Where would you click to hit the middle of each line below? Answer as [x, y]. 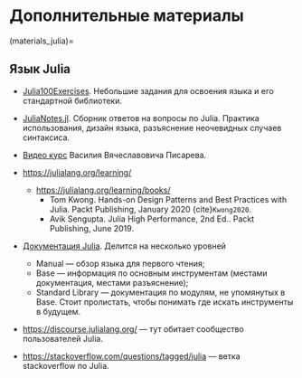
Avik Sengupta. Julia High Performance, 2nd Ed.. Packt [152, 219]
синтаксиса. [46, 137]
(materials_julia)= [42, 41]
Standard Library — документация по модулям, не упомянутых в [160, 292]
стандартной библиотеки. [72, 100]
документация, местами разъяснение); [112, 282]
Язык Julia [40, 69]
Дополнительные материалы [127, 16]
